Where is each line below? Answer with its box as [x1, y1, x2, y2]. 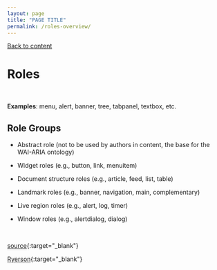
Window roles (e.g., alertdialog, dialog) [17, 215, 128, 223]
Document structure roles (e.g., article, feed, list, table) [17, 175, 174, 183]
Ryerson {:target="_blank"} [7, 255, 83, 263]
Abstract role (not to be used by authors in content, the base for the [17, 141, 210, 149]
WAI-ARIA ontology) [17, 148, 75, 156]
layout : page [7, 10, 45, 17]
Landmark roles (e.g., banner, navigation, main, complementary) [17, 188, 200, 197]
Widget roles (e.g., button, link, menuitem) [17, 162, 138, 170]
